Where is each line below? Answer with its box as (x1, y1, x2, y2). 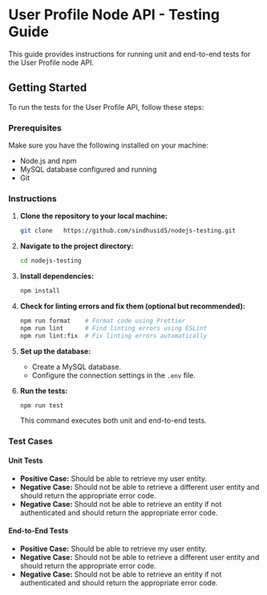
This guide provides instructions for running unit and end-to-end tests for (8, 49, 251, 59)
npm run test (19, 401, 64, 410)
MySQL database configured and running (19, 164, 157, 174)
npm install (19, 287, 60, 295)
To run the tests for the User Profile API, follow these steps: (8, 102, 204, 111)
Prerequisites (8, 122, 62, 133)
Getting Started (8, 81, 87, 95)
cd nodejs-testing (19, 257, 82, 265)
